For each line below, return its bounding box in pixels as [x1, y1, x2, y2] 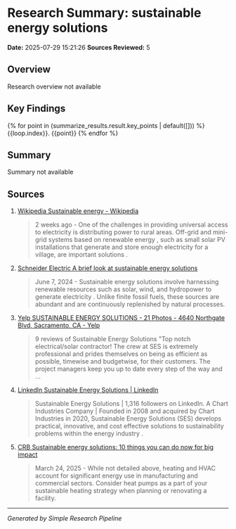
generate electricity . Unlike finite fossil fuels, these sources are [34, 293, 220, 301]
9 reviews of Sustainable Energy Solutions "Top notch [34, 335, 191, 343]
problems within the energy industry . [34, 429, 144, 438]
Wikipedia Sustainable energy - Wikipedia [17, 207, 139, 215]
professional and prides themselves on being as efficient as [34, 350, 208, 358]
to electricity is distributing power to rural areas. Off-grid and [34, 228, 212, 236]
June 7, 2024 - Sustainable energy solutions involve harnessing [34, 278, 219, 286]
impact [17, 450, 38, 459]
